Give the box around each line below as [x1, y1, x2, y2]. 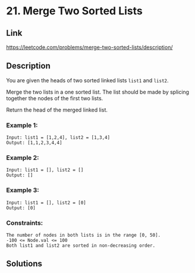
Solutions [6, 259, 43, 269]
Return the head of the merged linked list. [6, 106, 108, 113]
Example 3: [6, 186, 40, 194]
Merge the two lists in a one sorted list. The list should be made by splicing [6, 88, 189, 95]
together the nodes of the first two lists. [6, 94, 103, 102]
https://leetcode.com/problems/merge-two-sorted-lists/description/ [6, 44, 173, 51]
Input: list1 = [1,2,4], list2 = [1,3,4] [6, 135, 111, 141]
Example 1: [6, 121, 38, 129]
